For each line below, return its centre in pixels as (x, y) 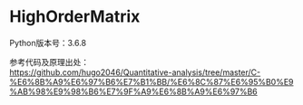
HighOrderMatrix (75, 17)
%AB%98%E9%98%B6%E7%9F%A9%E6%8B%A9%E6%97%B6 (134, 91)
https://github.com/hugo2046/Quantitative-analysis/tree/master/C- (135, 72)
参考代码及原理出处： (49, 62)
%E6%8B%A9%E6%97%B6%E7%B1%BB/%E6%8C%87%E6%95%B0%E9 (151, 81)
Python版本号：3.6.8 (48, 43)
